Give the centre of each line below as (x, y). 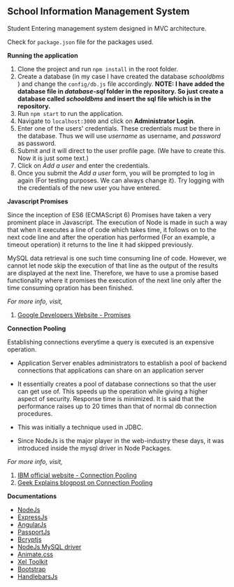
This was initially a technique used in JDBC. (80, 427)
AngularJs (32, 524)
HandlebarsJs (37, 577)
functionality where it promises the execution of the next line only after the (114, 280)
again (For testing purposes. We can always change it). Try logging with (121, 180)
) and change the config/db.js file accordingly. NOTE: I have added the (121, 84)
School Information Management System (98, 12)
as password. (37, 143)
